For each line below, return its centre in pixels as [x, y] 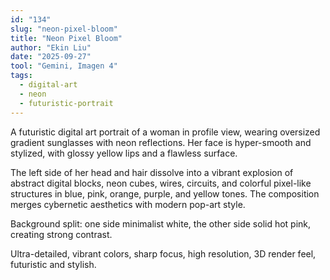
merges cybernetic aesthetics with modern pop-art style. [128, 204]
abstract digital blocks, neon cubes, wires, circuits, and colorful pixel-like [161, 183]
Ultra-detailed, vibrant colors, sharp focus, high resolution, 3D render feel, [163, 253]
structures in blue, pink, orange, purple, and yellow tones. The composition [165, 193]
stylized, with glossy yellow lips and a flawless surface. [124, 153]
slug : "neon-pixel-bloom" [64, 29]
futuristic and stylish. [53, 264]
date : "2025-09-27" [51, 57]
